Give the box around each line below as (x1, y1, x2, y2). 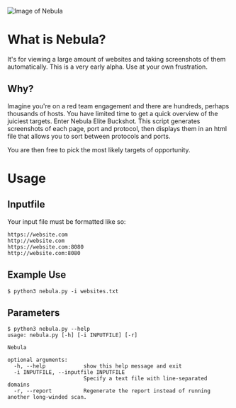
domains (7, 381, 30, 389)
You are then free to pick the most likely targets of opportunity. (7, 145, 191, 154)
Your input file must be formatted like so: (7, 217, 126, 226)
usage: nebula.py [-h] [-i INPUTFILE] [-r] (7, 331, 138, 339)
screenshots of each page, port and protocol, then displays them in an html (7, 124, 227, 132)
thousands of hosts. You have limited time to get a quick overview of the (7, 109, 218, 118)
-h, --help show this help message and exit (13, 363, 182, 370)
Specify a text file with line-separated (83, 375, 208, 382)
